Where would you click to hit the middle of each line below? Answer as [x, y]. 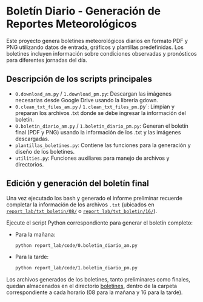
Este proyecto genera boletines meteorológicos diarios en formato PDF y [97, 41]
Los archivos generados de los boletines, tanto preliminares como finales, [98, 280]
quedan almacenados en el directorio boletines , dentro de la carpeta [92, 286]
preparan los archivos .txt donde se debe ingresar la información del [100, 113]
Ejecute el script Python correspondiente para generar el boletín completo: [99, 223]
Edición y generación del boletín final [78, 184]
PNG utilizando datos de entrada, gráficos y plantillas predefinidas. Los [95, 47]
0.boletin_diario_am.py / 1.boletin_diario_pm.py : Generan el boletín [102, 126]
